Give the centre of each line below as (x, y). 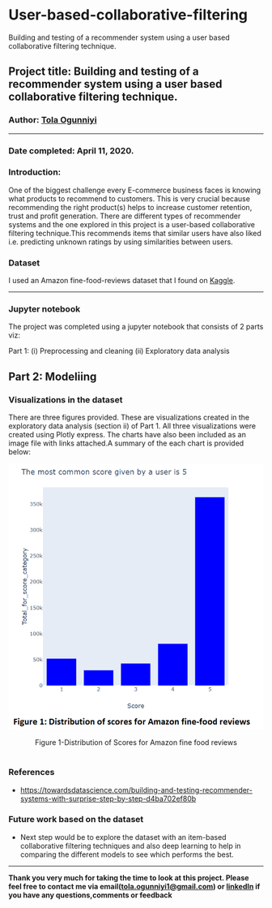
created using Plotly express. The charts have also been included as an (127, 435)
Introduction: (35, 172)
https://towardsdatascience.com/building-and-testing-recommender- (136, 790)
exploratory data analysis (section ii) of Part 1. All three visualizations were (132, 426)
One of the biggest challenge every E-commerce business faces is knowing (135, 190)
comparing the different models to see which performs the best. (127, 854)
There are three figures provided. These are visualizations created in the (129, 417)
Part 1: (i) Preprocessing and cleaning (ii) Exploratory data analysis (119, 351)
